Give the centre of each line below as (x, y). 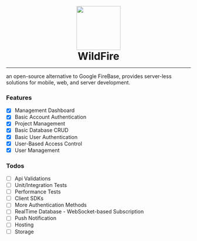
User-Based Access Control (48, 144)
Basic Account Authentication (50, 117)
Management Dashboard (45, 110)
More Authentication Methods (50, 205)
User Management (37, 150)
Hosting (24, 225)
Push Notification (35, 218)
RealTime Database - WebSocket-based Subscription (79, 212)
